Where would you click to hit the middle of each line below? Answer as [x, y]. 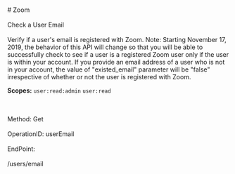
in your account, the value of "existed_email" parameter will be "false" [109, 69]
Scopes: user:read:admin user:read [59, 91]
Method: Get [25, 119]
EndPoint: [21, 149]
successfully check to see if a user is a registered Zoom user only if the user [118, 54]
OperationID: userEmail [41, 134]
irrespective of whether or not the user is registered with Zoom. [99, 77]
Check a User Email [36, 25]
